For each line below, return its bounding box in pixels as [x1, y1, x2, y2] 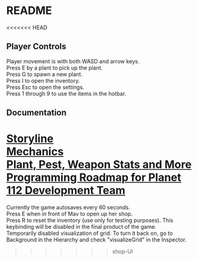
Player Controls [6, 41, 66, 52]
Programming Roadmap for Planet [6, 171, 182, 184]
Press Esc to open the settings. [6, 83, 85, 91]
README [6, 4, 52, 18]
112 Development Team [6, 184, 126, 198]
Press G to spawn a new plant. [6, 71, 83, 78]
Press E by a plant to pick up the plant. [6, 64, 103, 71]
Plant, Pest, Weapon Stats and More [6, 158, 192, 172]
